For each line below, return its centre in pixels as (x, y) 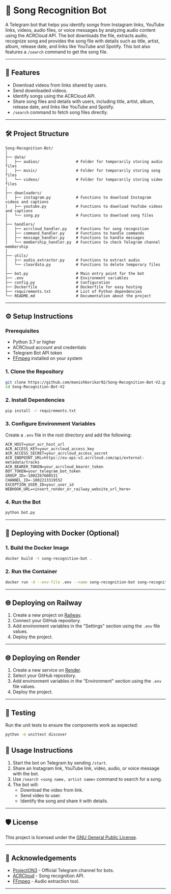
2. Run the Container (31, 572)
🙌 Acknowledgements (41, 858)
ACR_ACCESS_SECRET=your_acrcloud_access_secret (57, 453)
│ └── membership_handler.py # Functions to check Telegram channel (83, 242)
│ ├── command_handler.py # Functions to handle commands (75, 233)
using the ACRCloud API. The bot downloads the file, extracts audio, (77, 35)
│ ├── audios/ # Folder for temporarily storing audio (84, 161)
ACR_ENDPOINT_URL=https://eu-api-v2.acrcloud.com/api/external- (75, 457)
